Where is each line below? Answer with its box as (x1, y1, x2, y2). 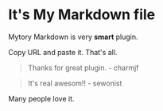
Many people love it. (8, 93, 75, 103)
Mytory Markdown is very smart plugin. (8, 32, 138, 42)
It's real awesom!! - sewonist (27, 78, 122, 88)
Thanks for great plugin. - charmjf (27, 62, 139, 73)
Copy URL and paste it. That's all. (8, 47, 118, 57)
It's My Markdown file (8, 6, 156, 24)
